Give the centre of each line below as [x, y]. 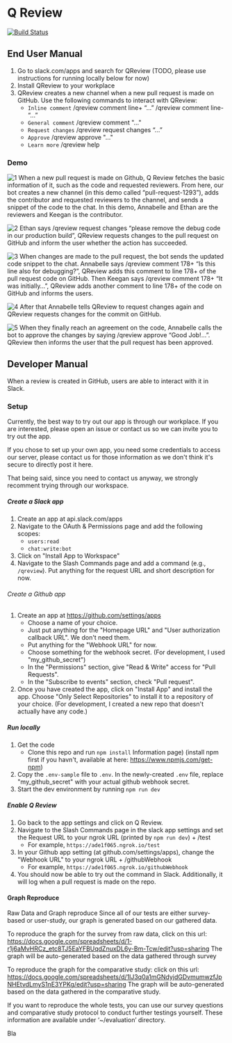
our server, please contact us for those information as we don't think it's [110, 458]
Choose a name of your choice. [73, 623]
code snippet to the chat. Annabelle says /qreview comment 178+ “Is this [111, 264]
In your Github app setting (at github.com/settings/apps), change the [116, 852]
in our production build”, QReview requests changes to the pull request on [113, 236]
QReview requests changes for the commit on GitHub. [84, 314]
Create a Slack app [35, 501]
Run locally [24, 727]
